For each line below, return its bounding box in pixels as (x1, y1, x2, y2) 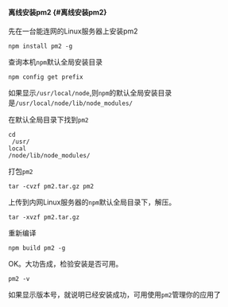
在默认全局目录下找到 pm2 (8, 115, 89, 125)
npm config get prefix (8, 73, 83, 81)
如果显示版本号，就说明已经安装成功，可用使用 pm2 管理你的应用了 (8, 290, 221, 300)
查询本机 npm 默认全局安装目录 (8, 57, 103, 67)
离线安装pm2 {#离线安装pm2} (8, 7, 107, 17)
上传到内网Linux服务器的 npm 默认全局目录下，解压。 (8, 197, 176, 207)
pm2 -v (8, 275, 30, 283)
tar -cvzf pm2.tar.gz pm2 (8, 183, 94, 191)
